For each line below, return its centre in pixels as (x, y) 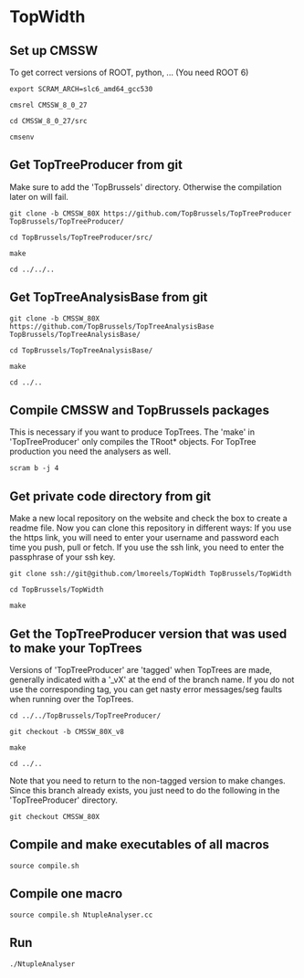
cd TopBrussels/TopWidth (57, 590)
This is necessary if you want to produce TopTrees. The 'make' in (132, 432)
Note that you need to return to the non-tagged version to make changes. (147, 781)
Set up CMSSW (54, 51)
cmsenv (22, 137)
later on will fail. (39, 196)
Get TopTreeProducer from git (96, 165)
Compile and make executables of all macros (139, 845)
